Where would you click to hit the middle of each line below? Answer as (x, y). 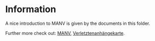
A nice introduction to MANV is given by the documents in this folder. (78, 23)
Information (31, 9)
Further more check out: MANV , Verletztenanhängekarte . (65, 33)
